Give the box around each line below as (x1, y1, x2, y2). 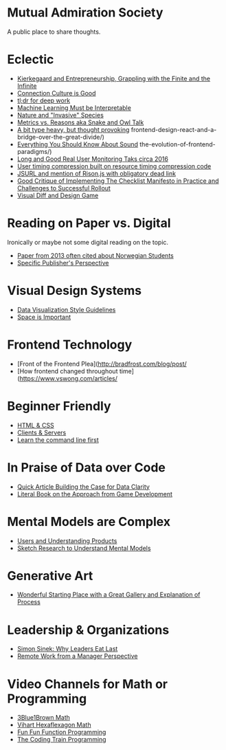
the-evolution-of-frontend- (139, 140, 216, 148)
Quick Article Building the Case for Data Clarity (16, 483, 150, 491)
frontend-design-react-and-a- (131, 125, 217, 133)
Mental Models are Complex (7, 514, 170, 529)
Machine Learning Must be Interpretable (16, 103, 132, 111)
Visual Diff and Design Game (16, 191, 99, 199)
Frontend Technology (7, 337, 133, 352)
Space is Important (16, 313, 71, 321)
